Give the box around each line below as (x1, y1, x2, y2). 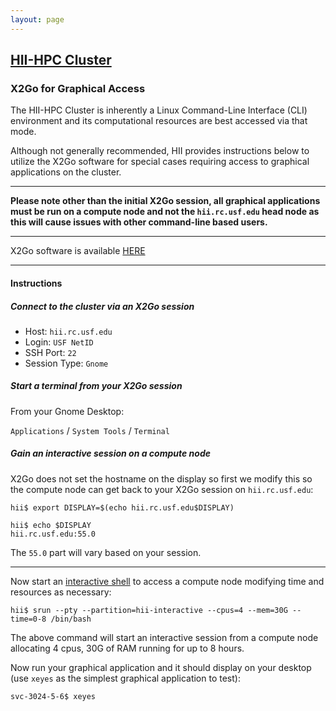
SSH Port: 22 (24, 346, 77, 358)
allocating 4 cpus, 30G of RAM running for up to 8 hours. (10, 642, 245, 654)
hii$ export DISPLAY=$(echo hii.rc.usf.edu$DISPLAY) (10, 502, 235, 513)
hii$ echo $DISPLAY (10, 520, 92, 530)
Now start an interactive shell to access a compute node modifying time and (10, 575, 325, 587)
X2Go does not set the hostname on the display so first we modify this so (10, 472, 313, 485)
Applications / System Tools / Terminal (10, 424, 170, 436)
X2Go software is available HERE (10, 245, 146, 257)
